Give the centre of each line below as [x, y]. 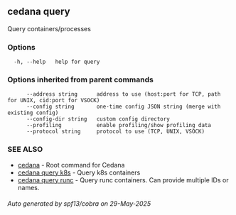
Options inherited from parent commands [81, 79]
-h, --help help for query [57, 62]
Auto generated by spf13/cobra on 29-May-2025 [79, 204]
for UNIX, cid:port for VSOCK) [54, 101]
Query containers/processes [49, 28]
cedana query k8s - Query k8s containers [79, 172]
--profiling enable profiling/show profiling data [119, 126]
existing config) [33, 113]
